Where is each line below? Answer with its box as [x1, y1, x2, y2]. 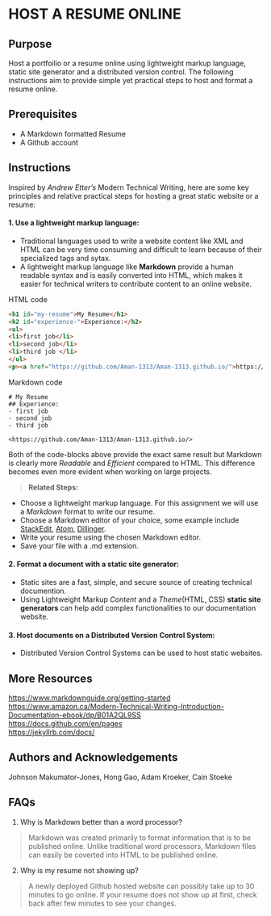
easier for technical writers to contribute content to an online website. [19, 279, 252, 288]
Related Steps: [27, 482, 79, 492]
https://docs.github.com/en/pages [8, 719, 123, 729]
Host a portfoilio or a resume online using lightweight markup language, [8, 58, 246, 68]
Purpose [8, 37, 52, 51]
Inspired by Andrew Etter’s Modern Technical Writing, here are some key [8, 183, 250, 192]
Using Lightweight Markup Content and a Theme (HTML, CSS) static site [19, 595, 261, 604]
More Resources [8, 671, 93, 685]
